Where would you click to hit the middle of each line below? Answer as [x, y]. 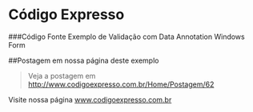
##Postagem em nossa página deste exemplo [84, 60]
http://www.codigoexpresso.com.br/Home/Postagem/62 [121, 84]
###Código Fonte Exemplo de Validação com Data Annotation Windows [127, 37]
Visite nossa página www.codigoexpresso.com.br [90, 99]
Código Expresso [66, 15]
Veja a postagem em [62, 75]
